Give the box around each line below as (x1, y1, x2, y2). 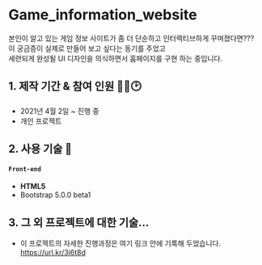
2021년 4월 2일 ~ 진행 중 (19, 106, 99, 116)
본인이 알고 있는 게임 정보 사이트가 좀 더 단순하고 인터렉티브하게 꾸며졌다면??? (8, 33, 255, 43)
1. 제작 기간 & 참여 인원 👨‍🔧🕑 (8, 79, 142, 94)
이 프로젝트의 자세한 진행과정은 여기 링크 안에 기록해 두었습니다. (19, 238, 221, 248)
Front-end (8, 165, 42, 173)
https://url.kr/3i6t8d (19, 248, 87, 258)
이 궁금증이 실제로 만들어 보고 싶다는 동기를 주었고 (8, 43, 166, 53)
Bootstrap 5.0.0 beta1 (19, 190, 91, 200)
